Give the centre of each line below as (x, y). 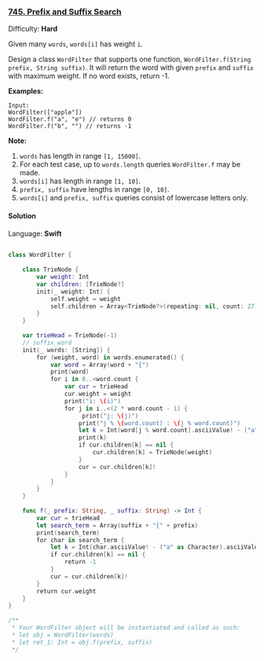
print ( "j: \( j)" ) (110, 416)
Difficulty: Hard (33, 29)
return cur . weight (66, 591)
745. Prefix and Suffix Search (65, 12)
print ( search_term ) (68, 533)
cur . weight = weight (98, 394)
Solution (22, 215)
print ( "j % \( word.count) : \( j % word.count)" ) (159, 423)
